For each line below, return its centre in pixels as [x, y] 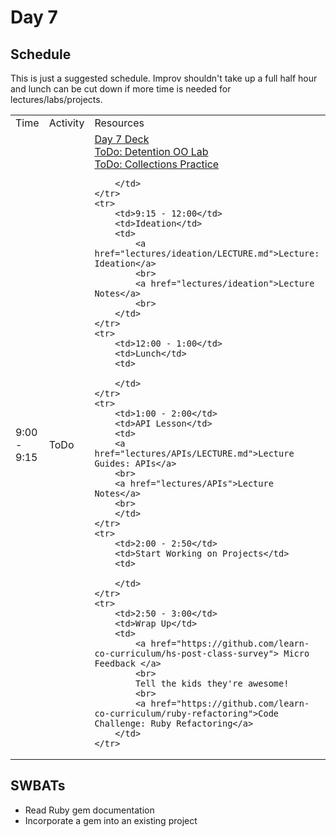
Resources [119, 123]
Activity [66, 123]
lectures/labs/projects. [56, 99]
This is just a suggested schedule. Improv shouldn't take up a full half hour [164, 78]
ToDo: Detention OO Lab [151, 151]
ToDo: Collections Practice [157, 164]
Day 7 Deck [122, 139]
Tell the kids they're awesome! [212, 683]
